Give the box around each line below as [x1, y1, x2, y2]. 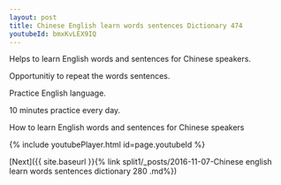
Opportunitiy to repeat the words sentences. [9, 71, 171, 81]
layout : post [9, 12, 57, 22]
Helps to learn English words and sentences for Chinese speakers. [9, 54, 252, 65]
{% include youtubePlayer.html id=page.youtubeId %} [9, 139, 206, 150]
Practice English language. [9, 88, 106, 98]
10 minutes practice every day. [9, 105, 121, 116]
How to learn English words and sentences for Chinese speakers [9, 122, 245, 133]
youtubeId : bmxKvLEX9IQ [9, 29, 97, 38]
